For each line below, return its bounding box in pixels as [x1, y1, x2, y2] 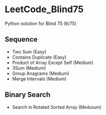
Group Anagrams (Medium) [12, 70, 69, 76]
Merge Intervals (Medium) [12, 75, 67, 82]
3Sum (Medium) [12, 65, 46, 71]
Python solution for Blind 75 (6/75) [5, 20, 77, 26]
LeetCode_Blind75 [5, 4, 84, 15]
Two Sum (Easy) [12, 48, 47, 54]
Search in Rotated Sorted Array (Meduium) [12, 104, 102, 110]
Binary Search [5, 91, 51, 99]
